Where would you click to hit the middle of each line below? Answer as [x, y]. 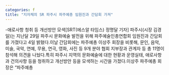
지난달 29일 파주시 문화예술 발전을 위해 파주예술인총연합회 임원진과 [82, 36]
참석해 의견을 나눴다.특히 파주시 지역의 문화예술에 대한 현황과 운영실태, [75, 55]
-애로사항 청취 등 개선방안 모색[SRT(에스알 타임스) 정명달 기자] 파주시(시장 [79, 29]
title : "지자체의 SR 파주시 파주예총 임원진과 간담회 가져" [59, 15]
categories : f [20, 10]
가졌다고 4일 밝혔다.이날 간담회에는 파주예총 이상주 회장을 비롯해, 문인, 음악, [85, 42]
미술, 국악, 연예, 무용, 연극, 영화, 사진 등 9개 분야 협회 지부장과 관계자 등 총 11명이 [85, 48]
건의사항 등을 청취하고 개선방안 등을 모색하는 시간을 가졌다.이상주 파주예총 [83, 61]
